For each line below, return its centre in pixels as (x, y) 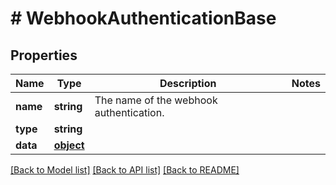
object (69, 145)
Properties (44, 55)
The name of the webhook (156, 100)
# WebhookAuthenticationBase (143, 18)
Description (188, 83)
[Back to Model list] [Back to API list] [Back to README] (125, 170)
